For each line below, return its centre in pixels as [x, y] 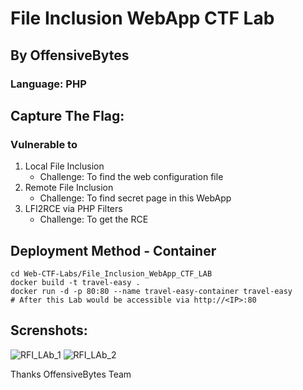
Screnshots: [49, 330]
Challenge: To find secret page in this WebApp [135, 198]
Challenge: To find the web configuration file [131, 177]
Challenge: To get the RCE [94, 219]
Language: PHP [48, 84]
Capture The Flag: [67, 115]
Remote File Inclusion [69, 188]
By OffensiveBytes [70, 55]
